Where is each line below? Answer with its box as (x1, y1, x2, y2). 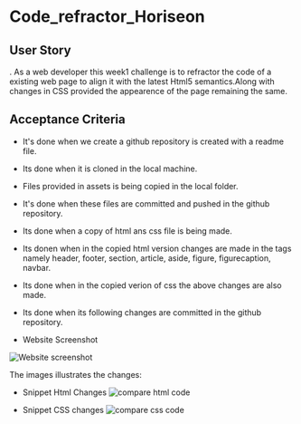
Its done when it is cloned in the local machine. (22, 163, 198, 174)
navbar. (22, 262, 52, 273)
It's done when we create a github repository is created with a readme (22, 136, 285, 147)
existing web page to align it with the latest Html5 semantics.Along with (9, 76, 276, 87)
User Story (9, 43, 71, 58)
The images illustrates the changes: (9, 369, 143, 380)
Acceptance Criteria (9, 111, 126, 128)
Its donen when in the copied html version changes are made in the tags (22, 243, 292, 254)
